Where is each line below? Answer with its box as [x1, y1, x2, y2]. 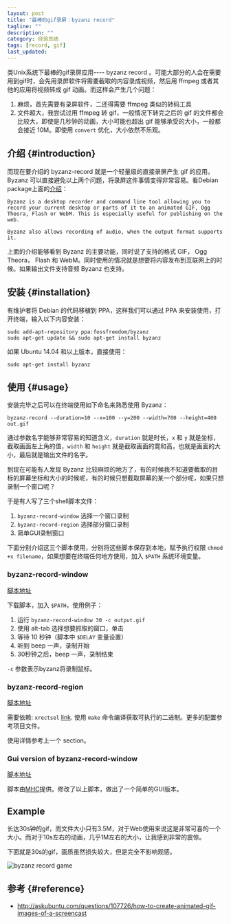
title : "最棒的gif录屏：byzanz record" [7, 16, 115, 23]
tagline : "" [7, 23, 41, 30]
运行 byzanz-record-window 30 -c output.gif [16, 615, 146, 624]
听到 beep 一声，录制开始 [16, 641, 90, 650]
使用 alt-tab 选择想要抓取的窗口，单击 [16, 624, 124, 632]
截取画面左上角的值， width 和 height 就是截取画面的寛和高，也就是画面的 [7, 442, 215, 450]
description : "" [7, 29, 54, 36]
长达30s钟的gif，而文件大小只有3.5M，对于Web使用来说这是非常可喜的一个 [7, 824, 221, 833]
